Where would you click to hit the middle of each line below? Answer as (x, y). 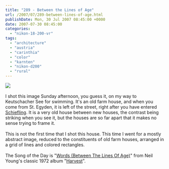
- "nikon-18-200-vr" (31, 33)
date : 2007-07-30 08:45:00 (34, 24)
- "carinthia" (25, 52)
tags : (11, 39)
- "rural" (20, 72)
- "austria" (23, 48)
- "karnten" (23, 62)
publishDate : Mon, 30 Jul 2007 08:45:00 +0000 (55, 19)
